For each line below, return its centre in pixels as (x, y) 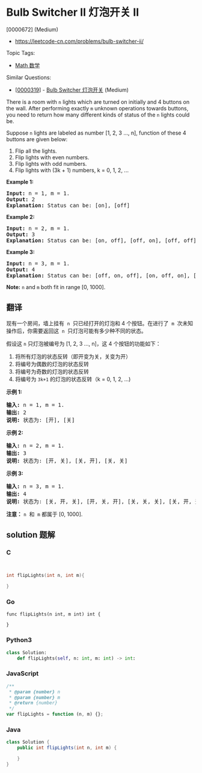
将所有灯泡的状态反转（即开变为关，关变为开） (73, 356)
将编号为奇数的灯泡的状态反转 (52, 371)
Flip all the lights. (36, 151)
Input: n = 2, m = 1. (38, 228)
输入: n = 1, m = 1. (35, 405)
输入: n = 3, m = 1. (35, 486)
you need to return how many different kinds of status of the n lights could (98, 115)
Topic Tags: (21, 52)
